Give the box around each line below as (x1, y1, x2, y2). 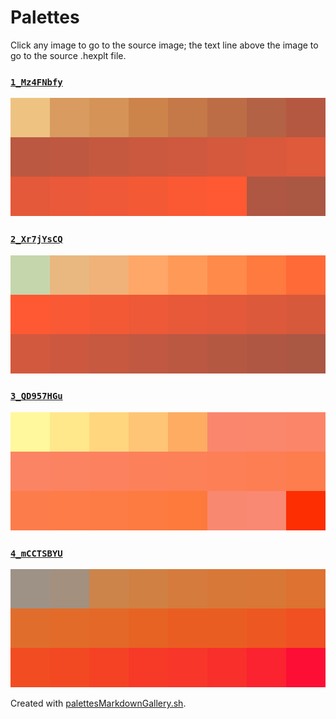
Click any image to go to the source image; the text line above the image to (10, 39, 319, 51)
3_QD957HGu (10, 391, 63, 402)
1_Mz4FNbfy (10, 76, 63, 88)
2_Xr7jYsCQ (10, 234, 63, 245)
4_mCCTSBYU (10, 547, 63, 559)
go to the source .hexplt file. (10, 49, 127, 61)
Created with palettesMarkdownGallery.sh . (10, 697, 187, 710)
